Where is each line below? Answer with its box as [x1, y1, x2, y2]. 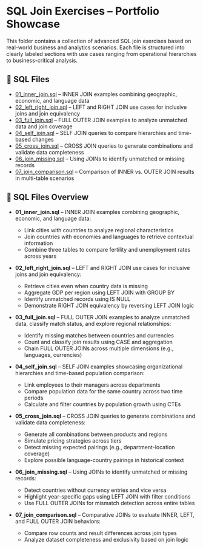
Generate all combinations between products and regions [24, 430, 168, 438]
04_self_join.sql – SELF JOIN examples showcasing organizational [15, 363, 183, 370]
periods [24, 394, 44, 401]
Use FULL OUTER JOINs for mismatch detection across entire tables [24, 499, 195, 506]
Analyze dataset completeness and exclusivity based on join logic [24, 536, 189, 543]
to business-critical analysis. [6, 57, 78, 64]
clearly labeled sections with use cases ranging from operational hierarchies [6, 50, 197, 57]
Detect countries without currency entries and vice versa [24, 486, 167, 494]
